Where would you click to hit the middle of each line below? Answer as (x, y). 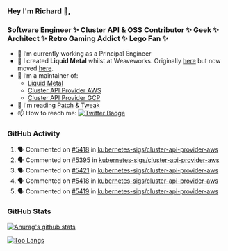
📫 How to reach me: (47, 113)
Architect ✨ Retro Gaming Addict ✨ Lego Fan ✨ (88, 38)
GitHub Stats (29, 211)
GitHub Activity (34, 133)
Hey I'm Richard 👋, (39, 11)
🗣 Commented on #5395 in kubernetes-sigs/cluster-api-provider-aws (119, 160)
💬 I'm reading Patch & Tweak (58, 105)
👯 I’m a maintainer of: (48, 76)
